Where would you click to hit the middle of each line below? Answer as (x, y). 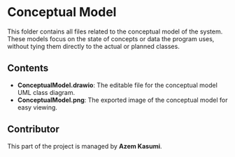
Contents (28, 68)
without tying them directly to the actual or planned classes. (93, 46)
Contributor (33, 129)
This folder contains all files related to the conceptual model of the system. (115, 31)
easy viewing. (37, 107)
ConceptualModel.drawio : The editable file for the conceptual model (117, 85)
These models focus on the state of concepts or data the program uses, (111, 38)
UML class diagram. (46, 92)
